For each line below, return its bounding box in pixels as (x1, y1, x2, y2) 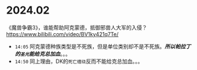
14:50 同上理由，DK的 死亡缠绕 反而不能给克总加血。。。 (14, 58, 144, 65)
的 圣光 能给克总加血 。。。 (14, 50, 71, 57)
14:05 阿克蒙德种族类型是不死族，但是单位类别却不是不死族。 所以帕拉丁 (14, 43, 191, 50)
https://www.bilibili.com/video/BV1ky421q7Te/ (6, 30, 119, 37)
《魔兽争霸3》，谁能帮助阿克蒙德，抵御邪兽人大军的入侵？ (6, 24, 147, 31)
